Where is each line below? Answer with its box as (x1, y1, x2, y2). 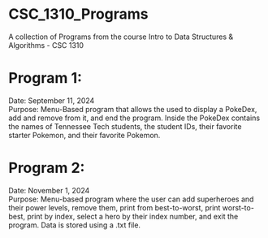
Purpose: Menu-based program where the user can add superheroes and (8, 194, 254, 204)
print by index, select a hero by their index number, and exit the (27, 211, 239, 221)
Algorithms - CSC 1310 (8, 40, 84, 50)
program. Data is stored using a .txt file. (8, 220, 140, 230)
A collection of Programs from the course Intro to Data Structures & (8, 32, 234, 41)
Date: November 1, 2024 (8, 185, 90, 195)
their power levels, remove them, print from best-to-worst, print (8, 202, 221, 212)
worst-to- (222, 202, 254, 212)
